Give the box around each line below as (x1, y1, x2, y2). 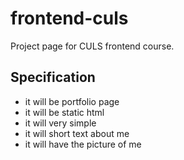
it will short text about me (24, 127, 130, 139)
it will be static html (24, 106, 105, 118)
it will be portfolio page (24, 95, 120, 107)
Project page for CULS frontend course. (10, 40, 175, 52)
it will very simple (24, 117, 97, 129)
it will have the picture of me (24, 138, 142, 150)
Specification (10, 69, 96, 86)
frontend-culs (10, 7, 129, 30)
